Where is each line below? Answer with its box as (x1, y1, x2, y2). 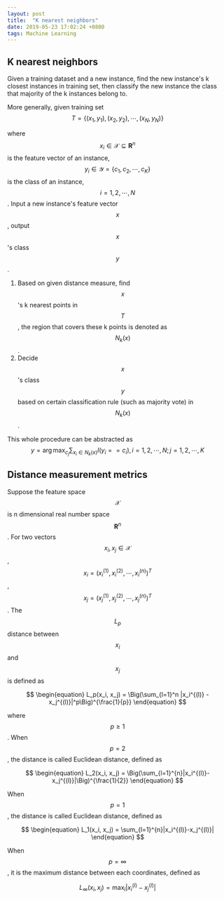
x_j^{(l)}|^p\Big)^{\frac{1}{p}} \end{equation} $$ (48, 698, 187, 706)
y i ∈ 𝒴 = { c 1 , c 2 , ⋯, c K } (84, 165, 151, 175)
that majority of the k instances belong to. (7, 89, 128, 98)
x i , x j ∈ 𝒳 (104, 544, 132, 554)
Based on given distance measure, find (17, 279, 131, 288)
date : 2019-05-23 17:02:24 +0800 (7, 23, 105, 30)
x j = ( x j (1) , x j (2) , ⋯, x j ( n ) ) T (83, 592, 152, 604)
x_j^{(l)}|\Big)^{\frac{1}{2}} (51, 776, 129, 785)
